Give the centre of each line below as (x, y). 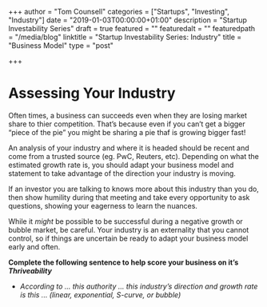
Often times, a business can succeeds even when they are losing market (128, 115)
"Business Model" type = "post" (61, 46)
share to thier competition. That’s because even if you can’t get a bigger (127, 124)
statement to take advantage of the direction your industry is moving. (122, 173)
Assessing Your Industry (92, 93)
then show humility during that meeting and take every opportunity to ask (129, 197)
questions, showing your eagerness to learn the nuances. (103, 205)
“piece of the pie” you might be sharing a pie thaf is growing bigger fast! (127, 132)
